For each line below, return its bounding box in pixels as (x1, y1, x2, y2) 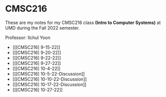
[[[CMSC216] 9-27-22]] (12, 60, 61, 66)
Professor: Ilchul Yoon (5, 34, 51, 40)
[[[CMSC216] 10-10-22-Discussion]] (12, 76, 87, 82)
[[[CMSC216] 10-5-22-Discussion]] (12, 70, 85, 76)
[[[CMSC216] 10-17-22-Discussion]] (12, 81, 86, 87)
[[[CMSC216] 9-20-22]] (12, 49, 61, 55)
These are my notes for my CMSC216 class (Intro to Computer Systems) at (5, 19, 161, 25)
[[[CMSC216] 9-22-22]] (12, 54, 61, 60)
